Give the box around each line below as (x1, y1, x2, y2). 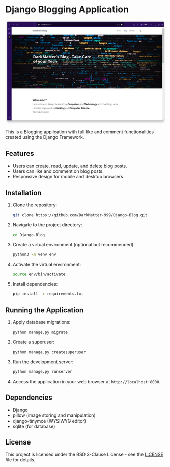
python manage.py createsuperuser (12, 349, 86, 355)
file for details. (5, 457, 36, 463)
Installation (5, 188, 42, 197)
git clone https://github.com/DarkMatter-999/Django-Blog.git (12, 212, 148, 218)
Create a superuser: (12, 339, 55, 345)
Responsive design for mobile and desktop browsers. (12, 174, 125, 180)
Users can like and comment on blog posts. (12, 168, 104, 174)
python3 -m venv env (12, 252, 56, 257)
